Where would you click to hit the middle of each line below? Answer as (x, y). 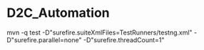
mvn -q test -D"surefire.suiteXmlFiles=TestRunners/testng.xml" (100, 32)
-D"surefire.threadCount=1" (124, 39)
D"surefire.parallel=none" (45, 39)
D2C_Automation (58, 13)
